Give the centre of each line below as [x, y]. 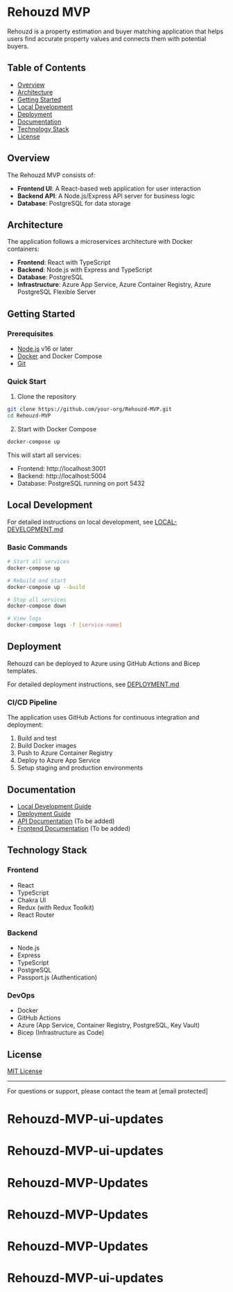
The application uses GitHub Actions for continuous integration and [103, 718]
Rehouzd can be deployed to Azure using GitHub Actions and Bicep [104, 663]
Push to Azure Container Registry [65, 753]
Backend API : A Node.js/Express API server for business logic [106, 196]
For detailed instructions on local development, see [80, 522]
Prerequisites [30, 333]
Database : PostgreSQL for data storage [74, 203]
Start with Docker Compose [57, 429]
